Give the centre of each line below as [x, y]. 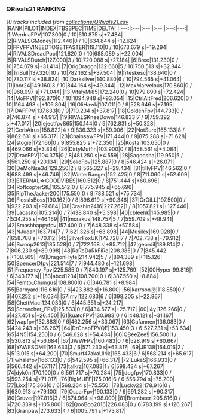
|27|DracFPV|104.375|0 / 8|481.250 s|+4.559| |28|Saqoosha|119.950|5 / [95, 156]
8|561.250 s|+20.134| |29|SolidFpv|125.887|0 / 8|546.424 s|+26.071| [90, 162]
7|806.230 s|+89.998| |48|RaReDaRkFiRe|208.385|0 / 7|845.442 [86, 251]
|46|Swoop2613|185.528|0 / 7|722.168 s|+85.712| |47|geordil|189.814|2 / [95, 245]
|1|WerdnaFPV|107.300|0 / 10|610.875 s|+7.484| [65, 35]
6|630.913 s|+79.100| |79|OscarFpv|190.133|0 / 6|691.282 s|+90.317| [91, 392]
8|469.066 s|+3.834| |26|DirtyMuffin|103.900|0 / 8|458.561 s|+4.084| [92, 149]
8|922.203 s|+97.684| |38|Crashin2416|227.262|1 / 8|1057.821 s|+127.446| [97, 206]
